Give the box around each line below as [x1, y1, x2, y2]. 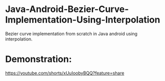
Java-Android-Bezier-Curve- [5, 3, 129, 15]
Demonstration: [5, 53, 72, 65]
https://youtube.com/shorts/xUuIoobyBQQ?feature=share [5, 70, 124, 76]
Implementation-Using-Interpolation [5, 14, 160, 25]
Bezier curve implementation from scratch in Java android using [5, 30, 138, 36]
